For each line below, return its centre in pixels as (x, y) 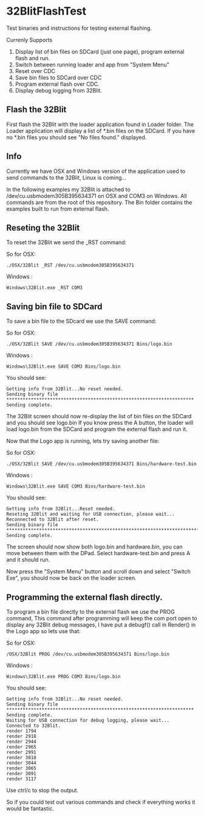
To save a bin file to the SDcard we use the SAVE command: (81, 321)
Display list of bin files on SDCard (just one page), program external (100, 51)
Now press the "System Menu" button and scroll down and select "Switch (99, 572)
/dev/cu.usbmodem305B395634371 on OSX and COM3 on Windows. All (97, 195)
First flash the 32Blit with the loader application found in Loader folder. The (100, 124)
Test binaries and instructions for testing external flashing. (79, 28)
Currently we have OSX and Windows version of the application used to (96, 171)
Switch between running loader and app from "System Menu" (92, 65)
